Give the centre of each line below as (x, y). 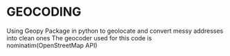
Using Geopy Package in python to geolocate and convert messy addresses (115, 31)
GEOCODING (44, 12)
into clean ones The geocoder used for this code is (79, 38)
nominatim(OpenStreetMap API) (52, 45)
